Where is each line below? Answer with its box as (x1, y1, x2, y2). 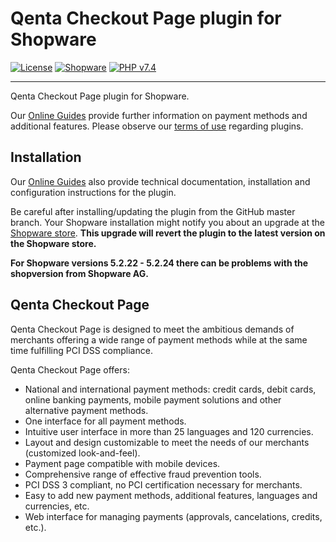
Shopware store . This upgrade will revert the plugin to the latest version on (10, 227, 326, 239)
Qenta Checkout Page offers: (10, 363, 130, 376)
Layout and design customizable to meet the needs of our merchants (24, 436, 310, 448)
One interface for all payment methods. (24, 415, 187, 427)
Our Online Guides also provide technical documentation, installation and (10, 175, 311, 187)
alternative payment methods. (24, 404, 149, 416)
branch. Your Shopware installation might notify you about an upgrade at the (10, 216, 325, 228)
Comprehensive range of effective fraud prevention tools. (24, 468, 262, 480)
